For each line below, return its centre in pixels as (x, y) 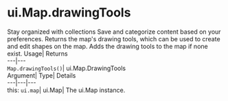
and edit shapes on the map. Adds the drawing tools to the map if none (107, 46)
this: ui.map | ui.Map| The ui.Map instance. (66, 90)
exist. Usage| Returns (37, 54)
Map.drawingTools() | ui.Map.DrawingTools (67, 68)
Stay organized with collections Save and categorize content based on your (114, 32)
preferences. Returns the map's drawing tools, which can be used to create (114, 38)
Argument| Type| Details (42, 75)
